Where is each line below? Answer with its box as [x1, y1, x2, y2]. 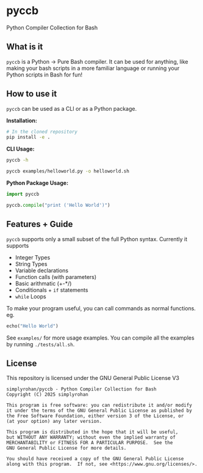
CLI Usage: [6, 145, 35, 153]
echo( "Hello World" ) [6, 322, 59, 329]
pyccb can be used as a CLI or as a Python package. [6, 105, 137, 112]
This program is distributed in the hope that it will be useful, [6, 429, 179, 435]
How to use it [6, 89, 57, 99]
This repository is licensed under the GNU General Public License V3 [6, 374, 180, 382]
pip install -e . [6, 134, 51, 141]
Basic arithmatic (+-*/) [15, 280, 72, 287]
